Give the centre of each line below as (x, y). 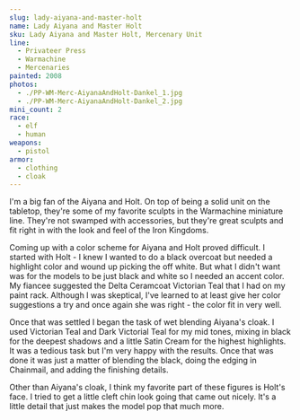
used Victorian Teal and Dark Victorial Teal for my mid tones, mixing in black (150, 332)
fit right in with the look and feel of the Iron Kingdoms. (109, 231)
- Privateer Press (52, 51)
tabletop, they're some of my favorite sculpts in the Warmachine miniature (146, 211)
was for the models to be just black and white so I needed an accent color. (147, 276)
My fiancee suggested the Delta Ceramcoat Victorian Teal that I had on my (147, 286)
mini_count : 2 (36, 109)
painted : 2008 (36, 76)
